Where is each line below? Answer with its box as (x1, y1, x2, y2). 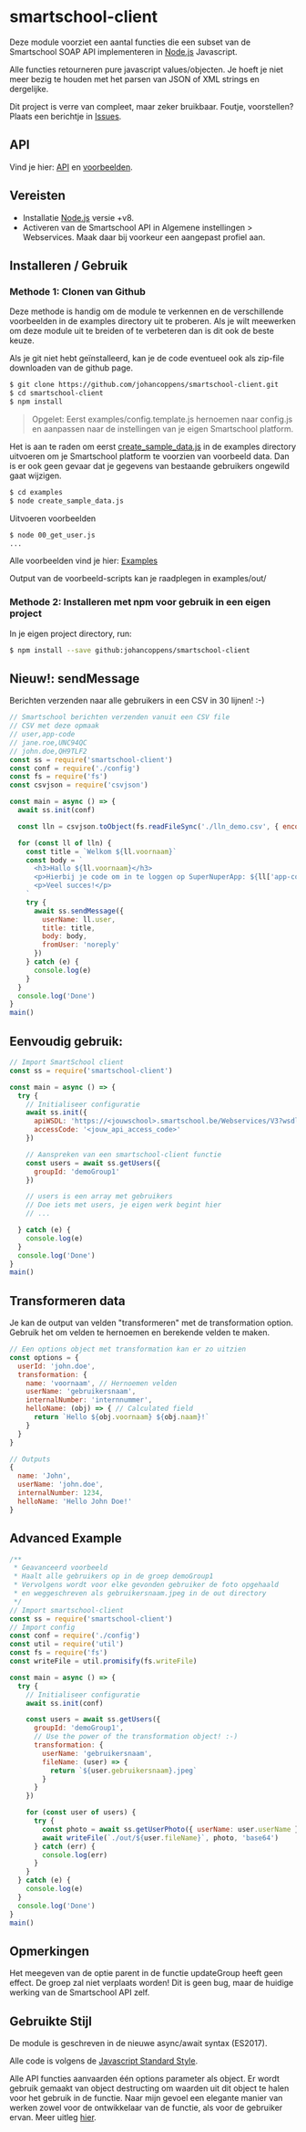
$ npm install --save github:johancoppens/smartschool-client (9, 645, 250, 654)
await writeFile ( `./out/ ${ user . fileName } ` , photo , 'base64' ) (42, 1833, 280, 1843)
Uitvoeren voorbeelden (9, 513, 97, 524)
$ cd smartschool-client (9, 389, 104, 398)
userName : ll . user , (42, 914, 117, 924)
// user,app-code (9, 730, 76, 739)
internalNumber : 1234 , (17, 1489, 104, 1498)
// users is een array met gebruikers (25, 1192, 173, 1201)
